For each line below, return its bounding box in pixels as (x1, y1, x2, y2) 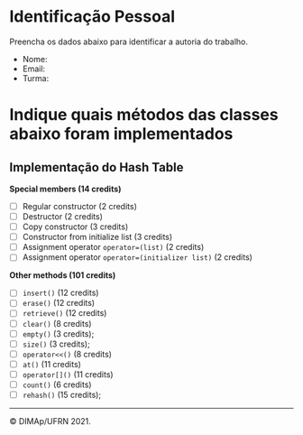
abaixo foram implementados (9, 124, 234, 144)
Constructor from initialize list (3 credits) (22, 232, 173, 243)
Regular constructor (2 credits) (22, 200, 137, 211)
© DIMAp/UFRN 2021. (9, 416, 92, 426)
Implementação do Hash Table (9, 160, 184, 175)
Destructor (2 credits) (22, 211, 104, 222)
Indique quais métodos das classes (9, 105, 279, 125)
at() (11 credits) (22, 358, 81, 369)
